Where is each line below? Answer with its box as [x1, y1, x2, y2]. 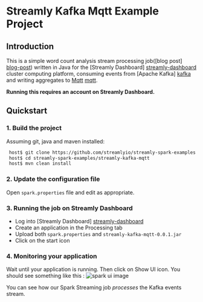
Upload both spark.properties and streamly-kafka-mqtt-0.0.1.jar [14, 230, 182, 237]
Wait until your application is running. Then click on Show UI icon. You [6, 266, 181, 273]
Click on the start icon [14, 237, 70, 244]
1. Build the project [6, 124, 62, 133]
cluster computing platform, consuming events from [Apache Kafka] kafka [6, 70, 192, 77]
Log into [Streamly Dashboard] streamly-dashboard [14, 217, 144, 225]
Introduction [6, 41, 54, 51]
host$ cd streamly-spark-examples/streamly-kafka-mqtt [8, 155, 150, 161]
